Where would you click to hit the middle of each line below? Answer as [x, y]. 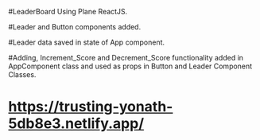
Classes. [22, 74]
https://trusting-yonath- [91, 107]
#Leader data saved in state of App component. [87, 42]
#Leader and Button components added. [75, 27]
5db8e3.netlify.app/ [76, 124]
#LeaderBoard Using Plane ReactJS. [68, 12]
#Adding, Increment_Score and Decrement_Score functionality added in [126, 58]
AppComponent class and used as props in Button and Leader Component [130, 66]
